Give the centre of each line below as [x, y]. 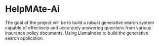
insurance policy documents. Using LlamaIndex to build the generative [77, 33]
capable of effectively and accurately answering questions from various [78, 27]
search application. [25, 38]
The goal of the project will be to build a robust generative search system [79, 23]
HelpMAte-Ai [33, 9]
